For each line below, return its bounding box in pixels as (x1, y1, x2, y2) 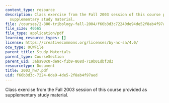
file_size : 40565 (5, 26, 42, 31)
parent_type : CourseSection (5, 54, 64, 59)
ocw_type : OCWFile (5, 45, 44, 50)
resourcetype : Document (5, 63, 55, 68)
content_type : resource (5, 7, 55, 13)
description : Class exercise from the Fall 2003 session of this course (5, 12, 161, 17)
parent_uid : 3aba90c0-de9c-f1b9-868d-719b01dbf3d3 (5, 59, 114, 64)
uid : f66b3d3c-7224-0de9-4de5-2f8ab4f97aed (5, 73, 98, 78)
